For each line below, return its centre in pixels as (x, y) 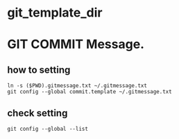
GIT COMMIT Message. (76, 45)
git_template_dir (55, 13)
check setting (37, 113)
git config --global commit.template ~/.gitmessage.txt (89, 92)
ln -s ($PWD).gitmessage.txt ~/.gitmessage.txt (77, 86)
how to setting (39, 69)
